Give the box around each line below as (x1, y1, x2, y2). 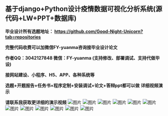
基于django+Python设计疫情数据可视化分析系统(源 (5, 4, 162, 13)
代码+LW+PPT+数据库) (5, 14, 76, 22)
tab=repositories (5, 34, 41, 40)
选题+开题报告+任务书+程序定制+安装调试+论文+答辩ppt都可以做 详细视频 (5, 82, 158, 88)
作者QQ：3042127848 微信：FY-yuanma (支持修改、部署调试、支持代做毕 (5, 54, 160, 61)
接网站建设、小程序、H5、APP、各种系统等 (5, 71, 95, 77)
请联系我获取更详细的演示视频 (5, 99, 66, 105)
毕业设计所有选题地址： (5, 28, 53, 34)
